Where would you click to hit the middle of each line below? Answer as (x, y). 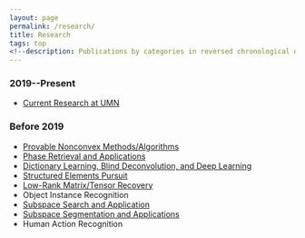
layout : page (34, 18)
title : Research (40, 35)
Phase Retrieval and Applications (84, 156)
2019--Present (43, 84)
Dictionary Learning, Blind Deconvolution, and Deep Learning (137, 165)
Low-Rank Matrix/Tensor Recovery (88, 185)
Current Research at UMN (71, 103)
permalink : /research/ (52, 26)
